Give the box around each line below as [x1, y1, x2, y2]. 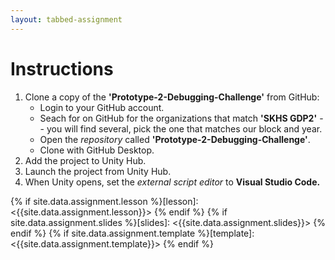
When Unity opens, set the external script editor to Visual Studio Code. [24, 176, 321, 188]
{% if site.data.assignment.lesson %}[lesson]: [10, 195, 199, 207]
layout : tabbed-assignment [10, 14, 123, 25]
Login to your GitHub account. [39, 101, 165, 113]
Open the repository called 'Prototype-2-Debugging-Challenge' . [39, 133, 311, 145]
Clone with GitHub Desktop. [39, 144, 155, 156]
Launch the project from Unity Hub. [24, 165, 172, 177]
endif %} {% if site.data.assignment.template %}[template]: [10, 227, 255, 239]
